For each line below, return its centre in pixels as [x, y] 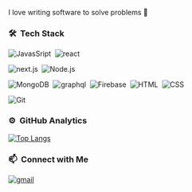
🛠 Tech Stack [37, 33]
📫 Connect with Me [49, 159]
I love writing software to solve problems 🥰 [78, 12]
